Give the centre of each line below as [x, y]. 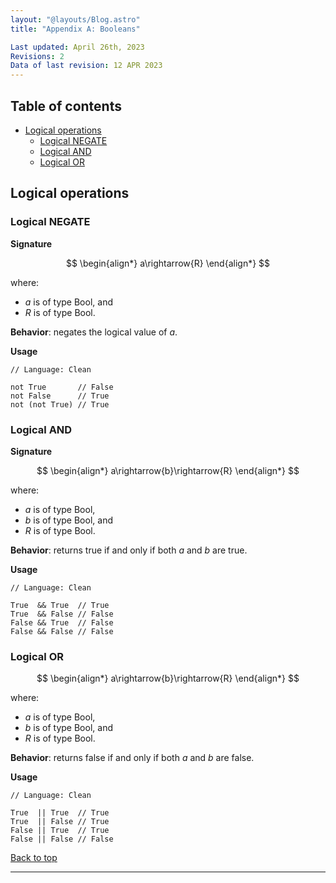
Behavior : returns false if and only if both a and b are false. [132, 758]
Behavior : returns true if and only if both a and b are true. [129, 550]
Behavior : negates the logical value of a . [94, 332]
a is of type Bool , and [68, 302]
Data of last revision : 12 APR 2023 [86, 66]
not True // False [62, 387]
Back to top [34, 858]
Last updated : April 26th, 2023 [77, 47]
